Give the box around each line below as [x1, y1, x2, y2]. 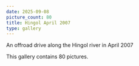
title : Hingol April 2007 [6, 20, 70, 26]
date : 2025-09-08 [6, 8, 50, 15]
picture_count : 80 [6, 14, 52, 20]
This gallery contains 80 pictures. [6, 53, 88, 60]
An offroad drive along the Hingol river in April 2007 [6, 42, 134, 49]
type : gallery [6, 25, 42, 32]
